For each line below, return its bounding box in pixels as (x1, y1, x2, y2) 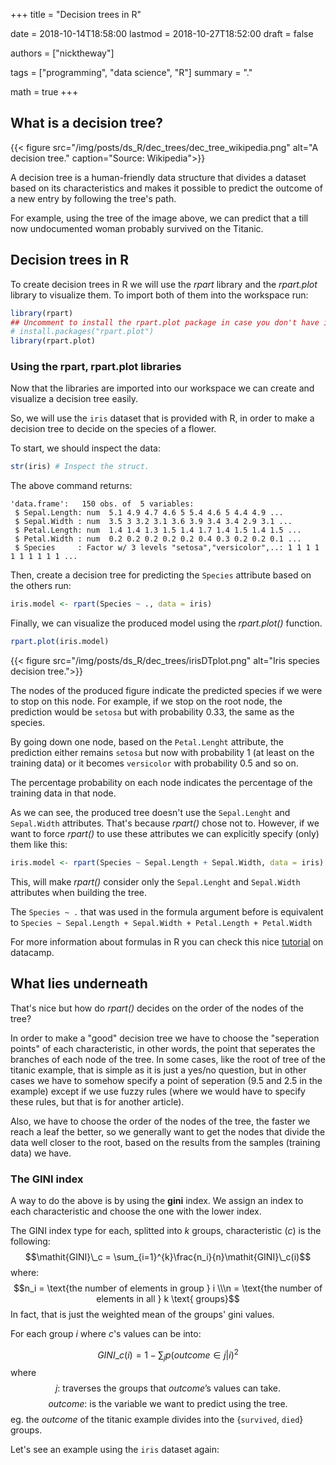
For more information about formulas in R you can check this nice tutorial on (10, 935, 324, 948)
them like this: (10, 839, 68, 851)
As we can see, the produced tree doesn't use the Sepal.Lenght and (10, 807, 291, 819)
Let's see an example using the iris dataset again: (10, 1444, 220, 1456)
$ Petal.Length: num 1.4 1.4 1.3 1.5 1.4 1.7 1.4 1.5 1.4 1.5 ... (14, 525, 302, 536)
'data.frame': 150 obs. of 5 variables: (10, 499, 195, 509)
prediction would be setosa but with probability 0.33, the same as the (10, 706, 295, 718)
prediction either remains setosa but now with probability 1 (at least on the (10, 747, 315, 759)
